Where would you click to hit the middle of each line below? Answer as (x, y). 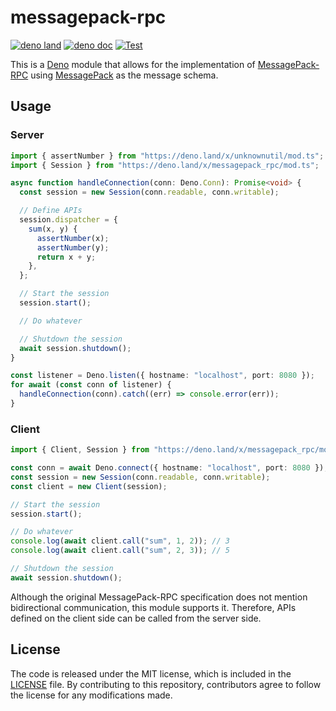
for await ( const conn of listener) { (91, 385)
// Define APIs (51, 211)
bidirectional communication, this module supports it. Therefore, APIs (153, 607)
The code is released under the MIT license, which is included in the (151, 673)
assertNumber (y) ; (73, 247)
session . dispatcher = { (68, 220)
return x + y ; (66, 257)
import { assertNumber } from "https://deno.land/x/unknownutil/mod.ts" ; (167, 156)
